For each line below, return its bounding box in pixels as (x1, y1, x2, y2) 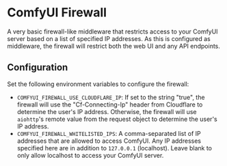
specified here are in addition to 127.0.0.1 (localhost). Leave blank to (16, 143, 212, 152)
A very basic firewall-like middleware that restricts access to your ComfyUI (7, 27, 218, 36)
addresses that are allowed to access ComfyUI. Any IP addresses (16, 137, 202, 145)
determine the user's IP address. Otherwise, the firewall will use (16, 107, 197, 115)
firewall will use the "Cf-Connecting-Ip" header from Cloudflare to (16, 100, 203, 109)
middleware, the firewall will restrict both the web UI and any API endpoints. (7, 42, 221, 50)
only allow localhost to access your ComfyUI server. (16, 151, 164, 159)
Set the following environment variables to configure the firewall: (7, 80, 189, 88)
